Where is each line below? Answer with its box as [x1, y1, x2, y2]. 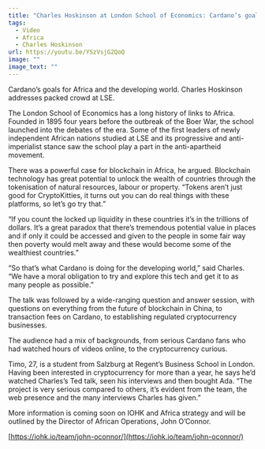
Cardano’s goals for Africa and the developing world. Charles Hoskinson [8, 84, 243, 94]
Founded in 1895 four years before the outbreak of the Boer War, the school [8, 116, 254, 126]
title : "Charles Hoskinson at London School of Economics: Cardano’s [8, 11, 242, 20]
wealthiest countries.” [8, 248, 79, 257]
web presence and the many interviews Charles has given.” [8, 392, 201, 402]
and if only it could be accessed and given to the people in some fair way [8, 230, 246, 241]
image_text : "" [8, 63, 58, 71]
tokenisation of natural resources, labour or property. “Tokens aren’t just [8, 182, 243, 192]
